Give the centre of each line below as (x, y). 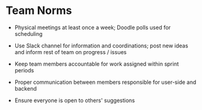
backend (26, 88)
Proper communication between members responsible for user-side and (105, 82)
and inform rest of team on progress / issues (70, 52)
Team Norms (39, 11)
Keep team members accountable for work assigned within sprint (97, 64)
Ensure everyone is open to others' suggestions (75, 100)
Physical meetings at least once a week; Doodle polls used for (93, 27)
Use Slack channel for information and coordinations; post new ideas (101, 46)
